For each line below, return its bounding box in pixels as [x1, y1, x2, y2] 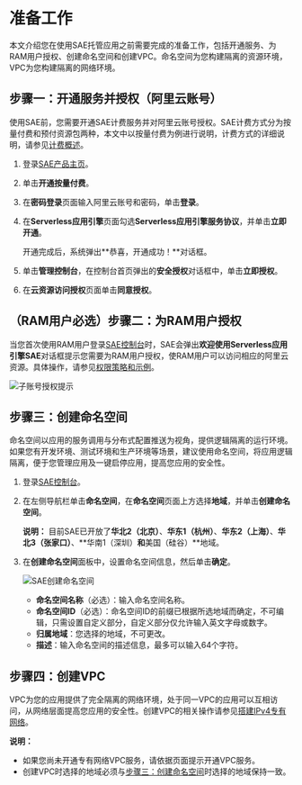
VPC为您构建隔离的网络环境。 [9, 62, 120, 73]
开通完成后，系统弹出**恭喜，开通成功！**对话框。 [22, 246, 212, 257]
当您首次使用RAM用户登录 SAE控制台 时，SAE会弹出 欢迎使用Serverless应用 [9, 338, 289, 349]
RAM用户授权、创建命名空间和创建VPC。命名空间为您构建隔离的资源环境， [9, 50, 288, 61]
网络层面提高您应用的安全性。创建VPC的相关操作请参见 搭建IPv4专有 [32, 706, 287, 717]
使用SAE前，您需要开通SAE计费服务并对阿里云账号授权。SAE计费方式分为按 [9, 116, 292, 127]
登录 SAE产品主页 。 [22, 158, 93, 169]
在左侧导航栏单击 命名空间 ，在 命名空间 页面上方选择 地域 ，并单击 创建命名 [22, 496, 290, 507]
